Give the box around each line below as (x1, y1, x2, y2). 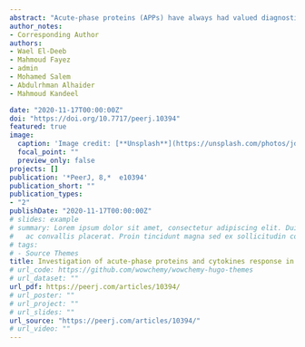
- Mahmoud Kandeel (9, 89, 79, 98)
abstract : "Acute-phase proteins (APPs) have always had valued (9, 13, 258, 23)
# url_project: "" (9, 299, 79, 308)
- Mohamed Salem (9, 72, 71, 82)
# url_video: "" (9, 324, 71, 333)
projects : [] (9, 164, 59, 173)
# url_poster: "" (9, 291, 75, 300)
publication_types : (9, 189, 84, 199)
